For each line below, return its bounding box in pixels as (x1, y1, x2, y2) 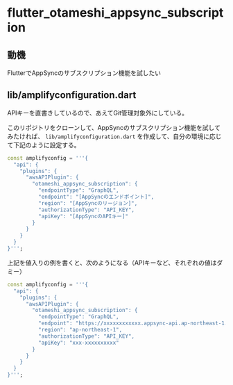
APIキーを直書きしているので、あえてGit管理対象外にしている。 (7, 108, 189, 117)
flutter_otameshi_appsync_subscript (7, 5, 224, 21)
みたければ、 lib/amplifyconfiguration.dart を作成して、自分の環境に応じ (7, 132, 222, 140)
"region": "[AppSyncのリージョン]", (37, 199, 138, 206)
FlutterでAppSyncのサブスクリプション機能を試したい (7, 69, 162, 77)
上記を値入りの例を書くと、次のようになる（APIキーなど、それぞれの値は (7, 259, 217, 267)
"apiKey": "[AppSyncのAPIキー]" (37, 213, 129, 220)
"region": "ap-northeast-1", (37, 327, 123, 334)
